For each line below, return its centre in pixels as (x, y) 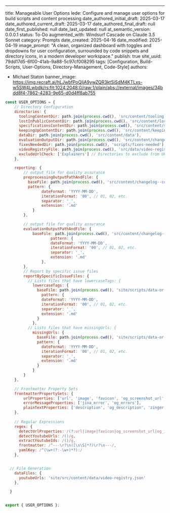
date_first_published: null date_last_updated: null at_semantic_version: (78, 29)
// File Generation (30, 468)
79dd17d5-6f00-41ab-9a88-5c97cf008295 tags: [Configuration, (72, 62)
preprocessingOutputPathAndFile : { (61, 177)
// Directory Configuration (44, 107)
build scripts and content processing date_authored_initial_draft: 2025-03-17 (85, 19)
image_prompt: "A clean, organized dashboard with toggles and (85, 45)
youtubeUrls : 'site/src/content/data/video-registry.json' (82, 478)
